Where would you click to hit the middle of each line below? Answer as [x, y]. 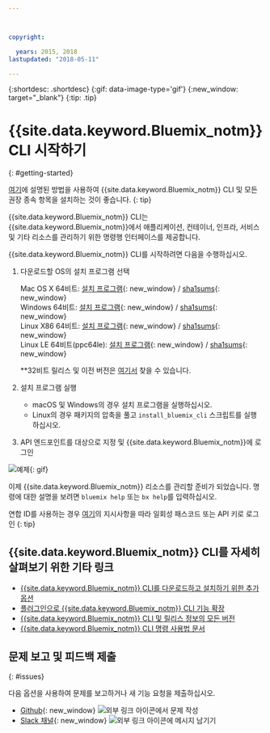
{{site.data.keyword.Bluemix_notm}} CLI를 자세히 [134, 552]
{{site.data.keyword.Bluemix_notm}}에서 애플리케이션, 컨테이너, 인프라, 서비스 [134, 227]
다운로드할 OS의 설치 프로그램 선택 [75, 272]
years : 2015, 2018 [47, 52]
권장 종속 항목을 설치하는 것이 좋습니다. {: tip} [80, 200]
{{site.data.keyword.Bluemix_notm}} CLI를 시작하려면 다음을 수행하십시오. [128, 255]
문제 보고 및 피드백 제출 [63, 657]
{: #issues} [26, 676]
